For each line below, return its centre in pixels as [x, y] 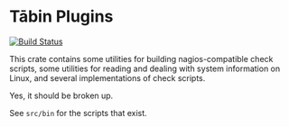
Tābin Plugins [61, 17]
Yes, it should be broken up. [61, 95]
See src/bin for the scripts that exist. [78, 113]
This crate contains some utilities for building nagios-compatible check [141, 59]
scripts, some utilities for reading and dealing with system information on [145, 68]
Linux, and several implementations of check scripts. [107, 77]
